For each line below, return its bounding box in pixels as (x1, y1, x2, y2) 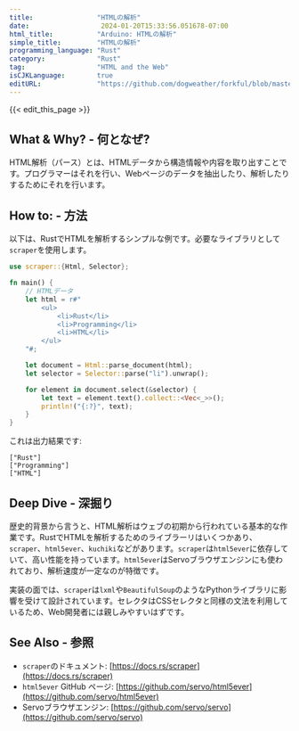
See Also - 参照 (9, 635, 94, 651)
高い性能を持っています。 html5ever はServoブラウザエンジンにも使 (31, 554, 276, 564)
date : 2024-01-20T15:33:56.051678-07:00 (9, 21, 229, 30)
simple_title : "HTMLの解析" (9, 37, 141, 47)
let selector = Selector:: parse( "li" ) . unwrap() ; (25, 369, 209, 378)
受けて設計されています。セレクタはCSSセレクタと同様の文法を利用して (24, 595, 288, 606)
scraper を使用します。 (9, 244, 92, 255)
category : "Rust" (9, 54, 122, 63)
